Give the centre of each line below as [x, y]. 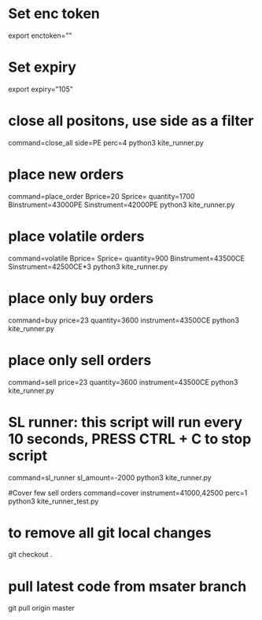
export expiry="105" [41, 89]
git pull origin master [41, 608]
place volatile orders [76, 236]
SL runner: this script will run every [125, 422]
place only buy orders [81, 298]
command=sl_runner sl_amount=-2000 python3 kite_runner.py [110, 478]
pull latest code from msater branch [127, 586]
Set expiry [42, 67]
